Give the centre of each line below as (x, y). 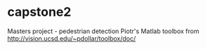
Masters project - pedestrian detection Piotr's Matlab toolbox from (103, 31)
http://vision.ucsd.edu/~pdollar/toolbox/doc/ (71, 38)
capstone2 (39, 12)
